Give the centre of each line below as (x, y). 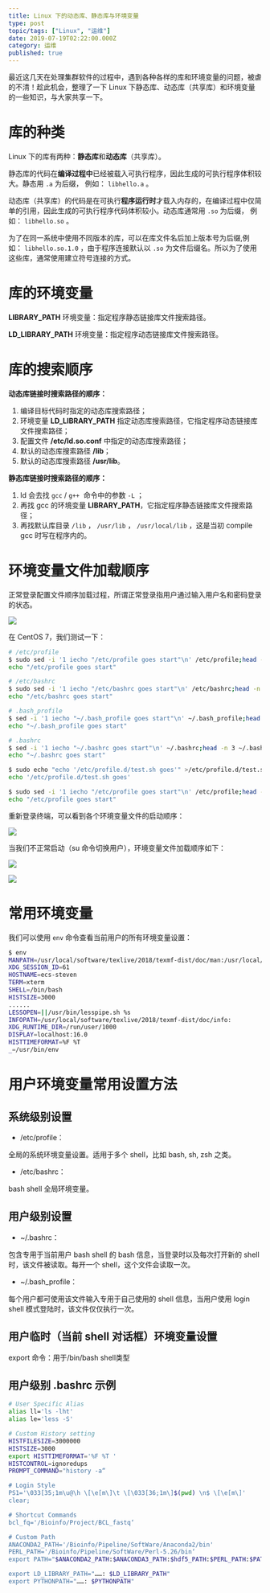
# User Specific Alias (46, 1404)
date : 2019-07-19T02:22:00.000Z (62, 38)
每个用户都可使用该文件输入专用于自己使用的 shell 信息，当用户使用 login (129, 1299)
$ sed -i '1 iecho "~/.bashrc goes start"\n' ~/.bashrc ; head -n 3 (122, 748)
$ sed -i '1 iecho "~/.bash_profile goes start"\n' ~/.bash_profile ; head (135, 718)
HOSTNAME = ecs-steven (43, 975)
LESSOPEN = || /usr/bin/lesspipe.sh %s (70, 1012)
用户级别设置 (40, 1216)
